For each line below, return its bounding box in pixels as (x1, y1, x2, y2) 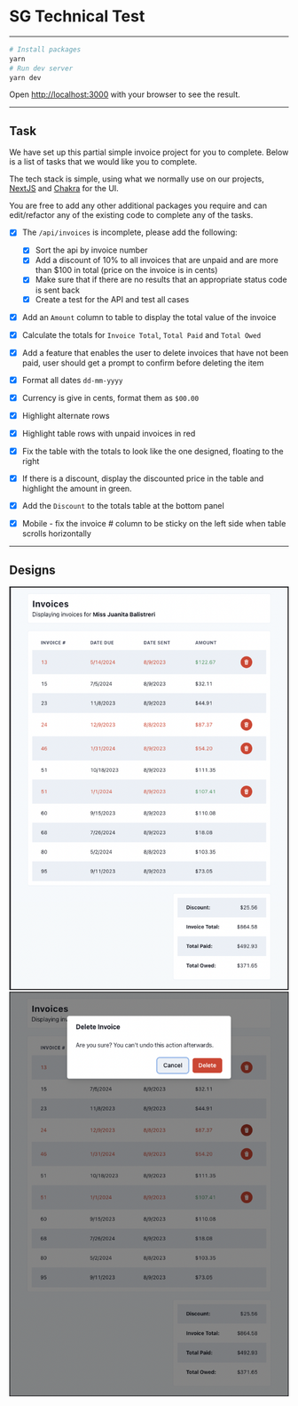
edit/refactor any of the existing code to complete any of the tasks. (9, 210, 254, 221)
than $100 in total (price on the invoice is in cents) (35, 265, 218, 276)
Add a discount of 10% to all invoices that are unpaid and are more (35, 255, 279, 266)
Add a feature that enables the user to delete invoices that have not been (21, 347, 289, 358)
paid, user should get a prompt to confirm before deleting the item (21, 358, 264, 368)
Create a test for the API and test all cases (35, 293, 190, 304)
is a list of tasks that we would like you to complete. (9, 157, 198, 167)
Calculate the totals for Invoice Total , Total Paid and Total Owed (21, 329, 262, 340)
